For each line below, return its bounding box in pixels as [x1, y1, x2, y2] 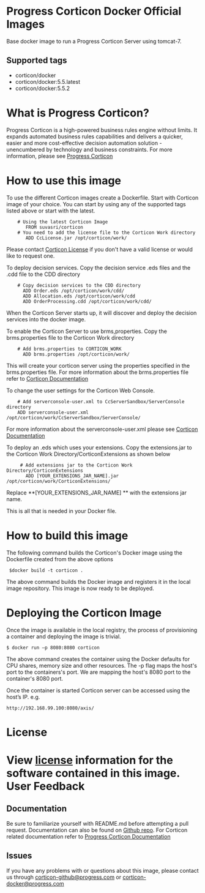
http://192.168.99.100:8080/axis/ [6, 705, 95, 711]
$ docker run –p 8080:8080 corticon [6, 645, 100, 651]
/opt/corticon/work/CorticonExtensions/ [6, 478, 111, 484]
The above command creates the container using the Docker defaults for [6, 655, 190, 662]
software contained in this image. [6, 766, 180, 780]
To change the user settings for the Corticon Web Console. [6, 387, 155, 394]
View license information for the [6, 753, 173, 767]
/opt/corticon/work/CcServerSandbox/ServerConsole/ [6, 414, 141, 420]
